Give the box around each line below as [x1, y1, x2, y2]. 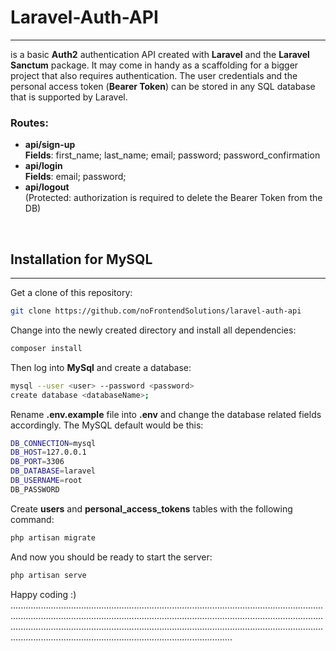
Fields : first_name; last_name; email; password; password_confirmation [24, 149, 321, 161]
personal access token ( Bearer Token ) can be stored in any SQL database [10, 80, 316, 92]
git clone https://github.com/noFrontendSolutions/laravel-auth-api [10, 306, 302, 316]
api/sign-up [24, 139, 76, 151]
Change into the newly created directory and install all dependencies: [10, 324, 297, 336]
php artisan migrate [10, 532, 97, 543]
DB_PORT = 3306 [10, 457, 65, 467]
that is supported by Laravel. [10, 91, 128, 103]
